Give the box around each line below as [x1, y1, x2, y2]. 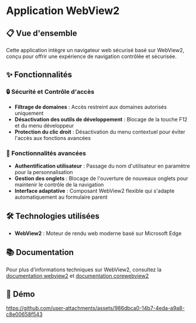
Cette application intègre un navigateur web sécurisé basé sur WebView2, [6, 47, 185, 53]
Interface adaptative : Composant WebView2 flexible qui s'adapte [14, 187, 175, 194]
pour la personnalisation [14, 168, 73, 175]
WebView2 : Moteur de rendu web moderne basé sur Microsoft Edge [14, 230, 182, 237]
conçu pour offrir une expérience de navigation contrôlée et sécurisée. [6, 53, 177, 60]
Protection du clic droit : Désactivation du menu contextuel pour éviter [14, 128, 185, 135]
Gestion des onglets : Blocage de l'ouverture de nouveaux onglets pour [14, 175, 188, 182]
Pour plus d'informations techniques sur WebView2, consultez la [6, 266, 162, 273]
